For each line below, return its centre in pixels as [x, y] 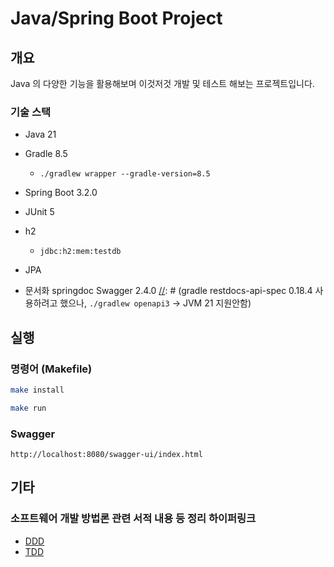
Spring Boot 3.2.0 [61, 193]
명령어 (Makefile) [51, 369]
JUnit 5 [39, 212]
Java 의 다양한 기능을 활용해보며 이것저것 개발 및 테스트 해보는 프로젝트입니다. [162, 83]
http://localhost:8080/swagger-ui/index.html [106, 455]
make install [37, 390]
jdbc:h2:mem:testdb [80, 252]
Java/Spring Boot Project [116, 18]
